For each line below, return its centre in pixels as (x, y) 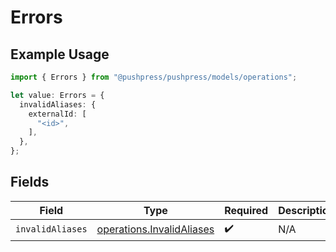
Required (246, 210)
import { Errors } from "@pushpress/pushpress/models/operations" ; (154, 77)
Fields (30, 182)
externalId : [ (57, 114)
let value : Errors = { (57, 95)
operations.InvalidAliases (155, 229)
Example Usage (60, 54)
